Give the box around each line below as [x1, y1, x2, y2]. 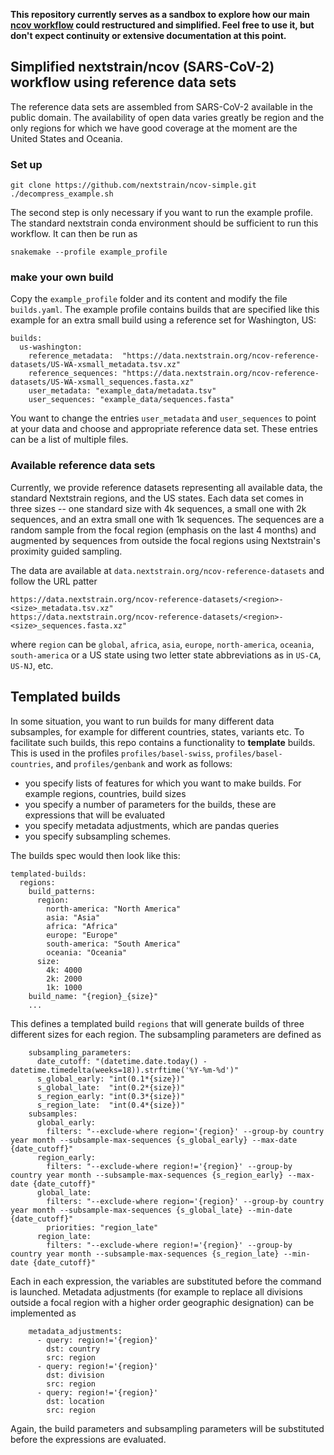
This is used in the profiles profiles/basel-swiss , [10, 747, 214, 759]
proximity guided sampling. [10, 545, 123, 557]
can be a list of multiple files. [10, 434, 129, 446]
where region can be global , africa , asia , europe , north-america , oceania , [10, 638, 315, 650]
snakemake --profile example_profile [10, 247, 168, 258]
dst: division [46, 1370, 105, 1380]
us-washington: [19, 342, 83, 353]
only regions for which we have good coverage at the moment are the [10, 122, 298, 134]
